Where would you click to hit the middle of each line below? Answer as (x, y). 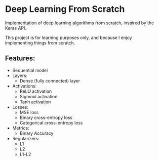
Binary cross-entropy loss (46, 118)
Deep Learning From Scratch (65, 9)
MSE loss (29, 112)
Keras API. (16, 28)
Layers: (20, 76)
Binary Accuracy (37, 133)
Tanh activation (35, 102)
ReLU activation (36, 91)
